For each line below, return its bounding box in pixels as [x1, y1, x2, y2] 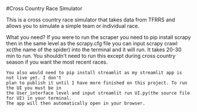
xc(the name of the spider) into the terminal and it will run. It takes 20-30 [6, 46, 182, 53]
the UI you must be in [6, 85, 62, 91]
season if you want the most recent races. [6, 58, 108, 65]
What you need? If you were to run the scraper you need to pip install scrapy [6, 34, 191, 40]
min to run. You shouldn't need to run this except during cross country [6, 52, 176, 59]
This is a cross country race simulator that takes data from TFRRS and [6, 16, 175, 23]
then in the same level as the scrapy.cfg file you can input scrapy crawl [6, 40, 178, 47]
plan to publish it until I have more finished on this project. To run [6, 80, 188, 86]
